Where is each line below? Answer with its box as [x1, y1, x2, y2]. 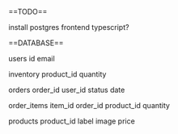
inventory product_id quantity [8, 69, 107, 79]
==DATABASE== [8, 38, 64, 48]
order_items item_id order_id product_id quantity [8, 101, 170, 110]
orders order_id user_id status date [8, 85, 125, 94]
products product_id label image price [8, 116, 135, 126]
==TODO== [8, 7, 48, 16]
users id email [8, 54, 55, 63]
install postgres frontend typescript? [8, 23, 129, 31]
